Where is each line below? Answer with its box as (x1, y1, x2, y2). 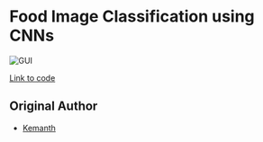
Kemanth (22, 122, 57, 133)
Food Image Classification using (9, 6, 255, 27)
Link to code (9, 72, 56, 83)
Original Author (9, 99, 98, 114)
